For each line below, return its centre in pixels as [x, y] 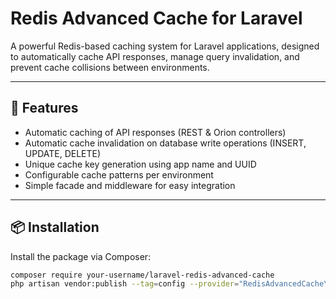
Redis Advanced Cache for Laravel [156, 18]
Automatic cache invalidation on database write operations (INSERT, [165, 143]
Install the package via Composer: [81, 256]
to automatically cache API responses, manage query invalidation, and [155, 56]
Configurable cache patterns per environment [119, 174]
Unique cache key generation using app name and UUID [140, 164]
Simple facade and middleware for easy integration [130, 185]
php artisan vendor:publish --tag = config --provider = [125, 284]
